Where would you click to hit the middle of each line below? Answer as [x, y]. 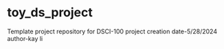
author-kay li [25, 38]
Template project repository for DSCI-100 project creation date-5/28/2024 [112, 31]
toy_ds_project [50, 13]
